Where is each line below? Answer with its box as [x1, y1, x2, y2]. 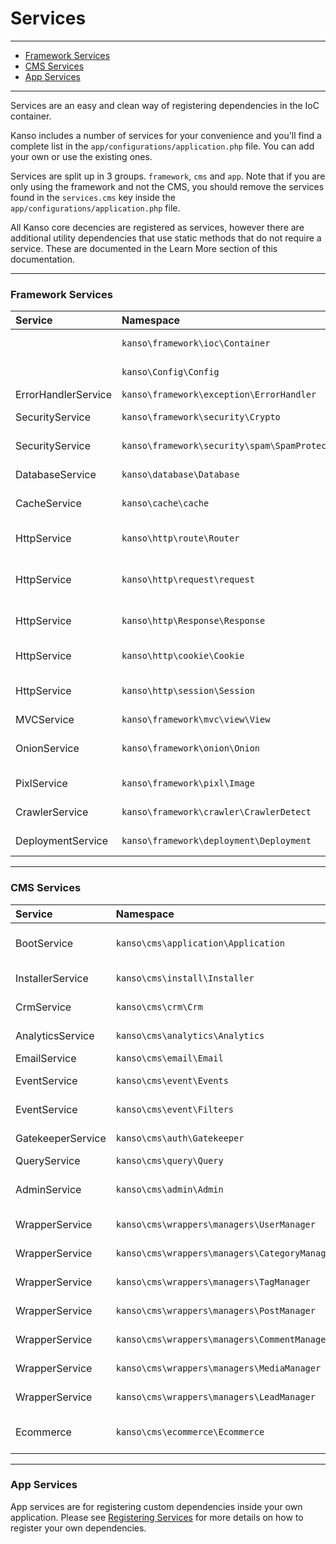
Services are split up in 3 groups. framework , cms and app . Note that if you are [10, 170, 326, 182]
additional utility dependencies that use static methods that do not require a [10, 232, 322, 244]
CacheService [15, 497, 82, 511]
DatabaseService [15, 468, 97, 482]
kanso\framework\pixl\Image [121, 778, 255, 789]
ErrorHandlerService [15, 388, 113, 402]
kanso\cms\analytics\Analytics [115, 1030, 265, 1041]
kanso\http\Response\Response [121, 615, 266, 627]
